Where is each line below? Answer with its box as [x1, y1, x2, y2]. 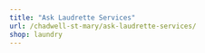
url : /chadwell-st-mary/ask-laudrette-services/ [9, 22, 197, 31]
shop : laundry [9, 30, 63, 39]
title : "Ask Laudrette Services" [9, 13, 136, 22]
